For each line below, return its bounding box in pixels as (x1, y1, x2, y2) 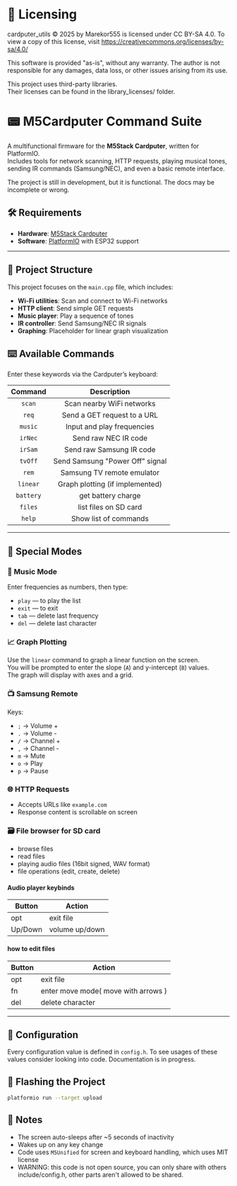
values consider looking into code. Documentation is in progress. (7, 1055, 196, 1064)
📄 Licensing (7, 6, 78, 23)
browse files (17, 845, 54, 853)
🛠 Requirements (7, 207, 83, 219)
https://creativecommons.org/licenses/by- (101, 37, 224, 45)
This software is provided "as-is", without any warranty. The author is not (7, 58, 220, 67)
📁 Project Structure (7, 264, 93, 276)
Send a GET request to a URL (61, 410, 159, 420)
